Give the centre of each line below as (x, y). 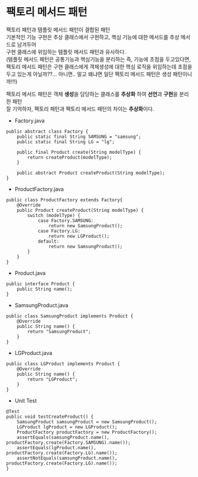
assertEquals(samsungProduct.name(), (63, 437)
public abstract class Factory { (47, 131)
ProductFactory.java (39, 189)
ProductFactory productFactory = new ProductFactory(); (87, 432)
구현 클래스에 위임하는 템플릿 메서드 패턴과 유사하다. (66, 51)
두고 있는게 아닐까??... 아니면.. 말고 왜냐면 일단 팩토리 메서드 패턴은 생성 (89, 74)
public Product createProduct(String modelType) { (80, 210)
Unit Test (26, 401)
